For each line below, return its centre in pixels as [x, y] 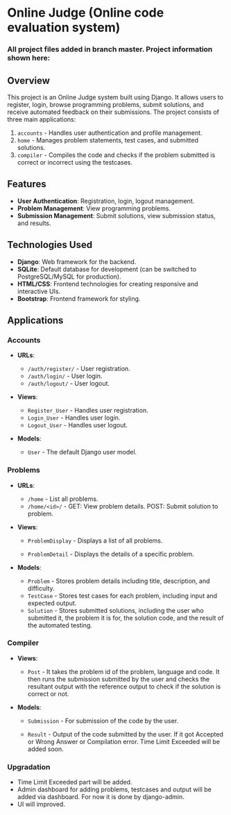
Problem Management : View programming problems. [94, 208]
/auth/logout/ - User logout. [68, 384]
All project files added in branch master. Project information [110, 49]
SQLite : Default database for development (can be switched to [106, 269]
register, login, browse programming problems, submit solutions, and [105, 104]
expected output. [52, 603]
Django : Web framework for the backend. [77, 261]
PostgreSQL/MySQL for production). [69, 277]
